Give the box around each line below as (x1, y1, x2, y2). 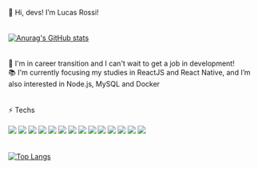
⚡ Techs (8, 105, 35, 115)
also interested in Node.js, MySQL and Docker (8, 79, 161, 88)
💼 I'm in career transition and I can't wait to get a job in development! (8, 58, 235, 68)
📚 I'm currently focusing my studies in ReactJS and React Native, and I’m (8, 68, 251, 77)
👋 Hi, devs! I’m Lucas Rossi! (8, 8, 99, 17)
